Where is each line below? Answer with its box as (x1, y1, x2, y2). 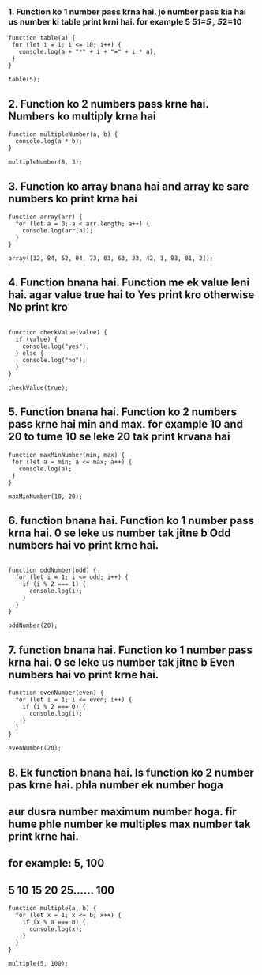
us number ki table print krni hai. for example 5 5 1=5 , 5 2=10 (8, 16, 242, 27)
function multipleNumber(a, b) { (8, 130, 118, 138)
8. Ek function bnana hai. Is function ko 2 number (8, 765, 254, 779)
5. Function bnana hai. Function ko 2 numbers (8, 406, 237, 419)
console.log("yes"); (22, 342, 90, 350)
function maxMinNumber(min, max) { (8, 451, 125, 459)
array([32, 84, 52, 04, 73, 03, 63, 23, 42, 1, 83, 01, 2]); (8, 254, 214, 263)
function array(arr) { (8, 213, 83, 221)
